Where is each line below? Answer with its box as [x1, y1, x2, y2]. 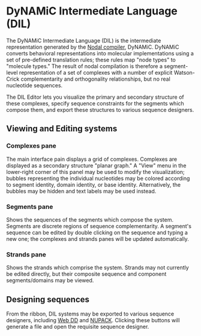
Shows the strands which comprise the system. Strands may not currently [6, 264, 189, 272]
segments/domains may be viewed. [6, 277, 94, 284]
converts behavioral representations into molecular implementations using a [6, 49, 194, 57]
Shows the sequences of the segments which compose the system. [6, 216, 174, 223]
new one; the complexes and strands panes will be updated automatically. [6, 235, 189, 242]
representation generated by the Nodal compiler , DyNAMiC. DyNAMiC [6, 43, 179, 51]
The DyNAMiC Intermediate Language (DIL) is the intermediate [6, 37, 161, 44]
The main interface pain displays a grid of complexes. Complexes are [6, 155, 178, 163]
